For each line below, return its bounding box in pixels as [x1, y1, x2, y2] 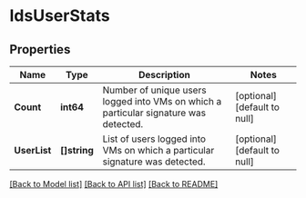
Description [138, 69, 191, 81]
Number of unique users [102, 84, 207, 96]
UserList [14, 144, 52, 156]
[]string [60, 144, 94, 156]
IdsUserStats [9, 5, 111, 26]
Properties [9, 42, 71, 57]
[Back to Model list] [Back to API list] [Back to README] [9, 179, 219, 189]
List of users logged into [102, 133, 207, 145]
